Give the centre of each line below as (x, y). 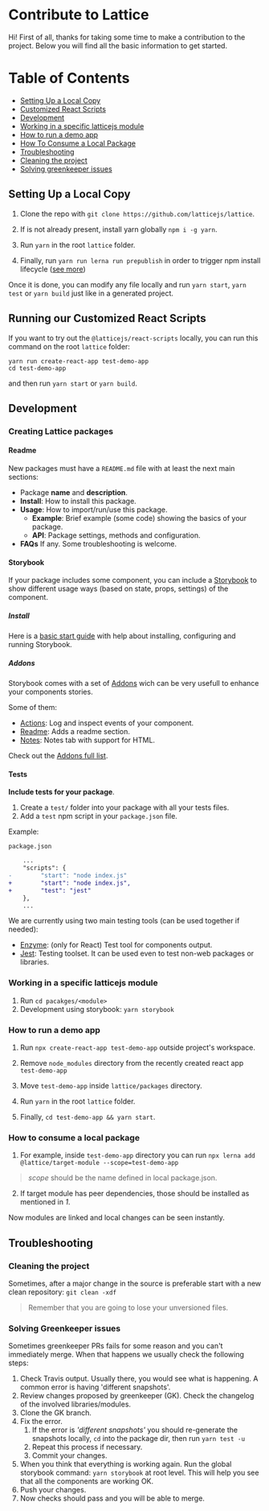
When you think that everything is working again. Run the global (126, 1464)
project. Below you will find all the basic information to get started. (118, 45)
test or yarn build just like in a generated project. (91, 293)
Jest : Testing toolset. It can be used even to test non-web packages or (137, 954)
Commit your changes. (69, 1455)
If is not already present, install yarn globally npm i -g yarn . (118, 229)
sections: (23, 477)
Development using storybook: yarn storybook (97, 1009)
